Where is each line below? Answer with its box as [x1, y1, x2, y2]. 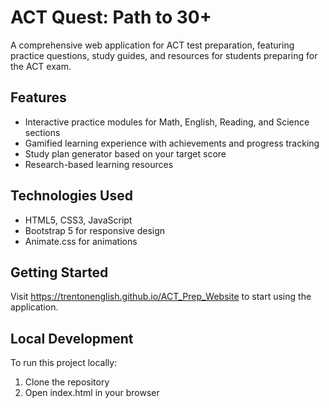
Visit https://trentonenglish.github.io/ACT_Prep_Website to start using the [10, 291, 312, 303]
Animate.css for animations [24, 235, 138, 247]
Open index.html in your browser [24, 387, 160, 399]
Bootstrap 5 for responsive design [24, 224, 166, 236]
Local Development [10, 330, 134, 347]
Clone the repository [24, 376, 110, 388]
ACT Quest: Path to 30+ [10, 6, 212, 29]
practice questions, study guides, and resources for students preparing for [10, 49, 318, 61]
